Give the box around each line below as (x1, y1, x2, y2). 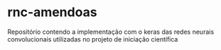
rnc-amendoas (7, 4, 97, 20)
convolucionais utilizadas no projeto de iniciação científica (7, 35, 178, 43)
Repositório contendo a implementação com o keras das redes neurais (7, 27, 215, 36)
